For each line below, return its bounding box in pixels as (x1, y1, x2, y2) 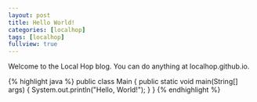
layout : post (8, 11, 51, 19)
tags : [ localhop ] (8, 33, 65, 41)
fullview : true (8, 40, 58, 48)
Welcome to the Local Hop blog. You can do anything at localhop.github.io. (8, 62, 250, 71)
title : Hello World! (8, 19, 76, 26)
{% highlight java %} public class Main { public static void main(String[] (8, 77, 238, 86)
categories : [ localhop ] (8, 26, 86, 33)
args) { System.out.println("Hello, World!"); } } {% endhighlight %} (8, 85, 221, 94)
